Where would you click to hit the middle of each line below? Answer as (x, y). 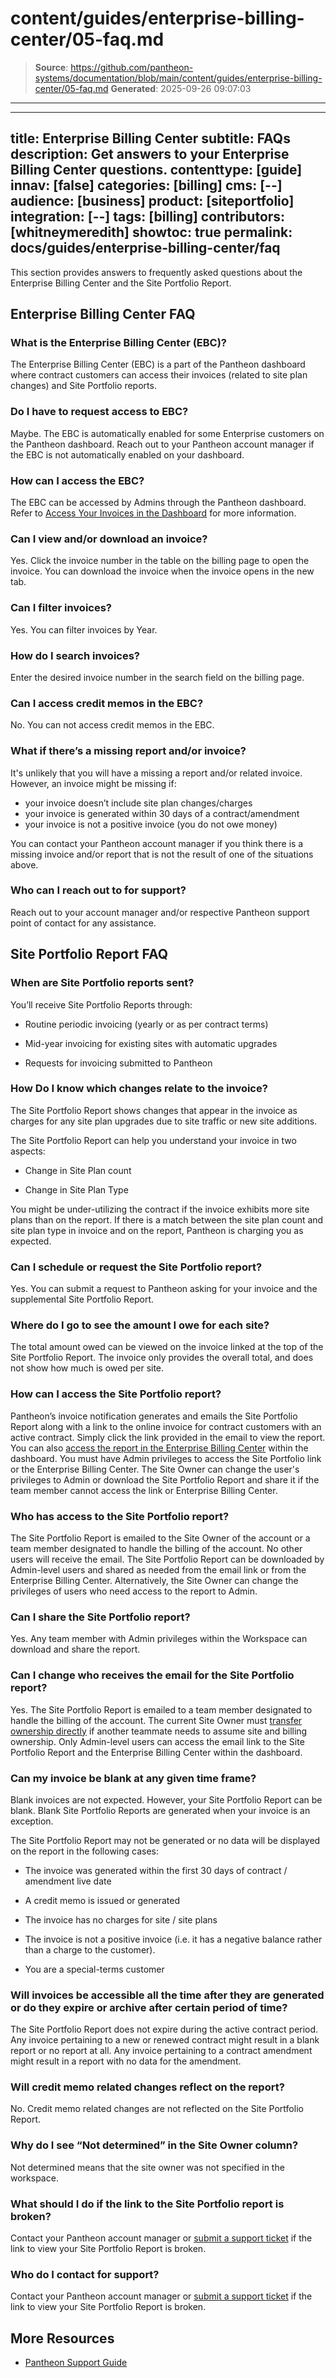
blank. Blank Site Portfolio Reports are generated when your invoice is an (160, 1810)
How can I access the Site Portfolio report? (116, 1394)
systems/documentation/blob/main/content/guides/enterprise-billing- (178, 78)
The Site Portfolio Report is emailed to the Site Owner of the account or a (160, 1538)
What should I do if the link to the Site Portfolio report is (147, 2204)
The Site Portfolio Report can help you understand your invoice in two (153, 1140)
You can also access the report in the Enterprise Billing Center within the (159, 1448)
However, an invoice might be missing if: (93, 783)
